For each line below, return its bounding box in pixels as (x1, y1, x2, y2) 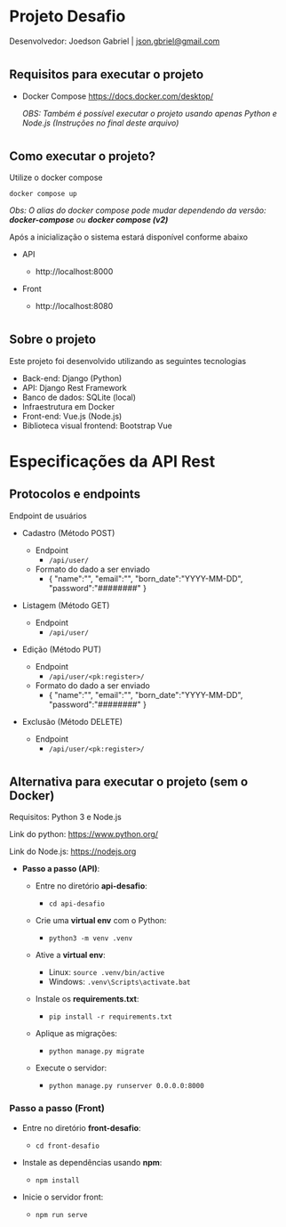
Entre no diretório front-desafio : (21, 1122, 141, 1133)
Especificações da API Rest (9, 451, 216, 471)
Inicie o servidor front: (21, 1191, 104, 1202)
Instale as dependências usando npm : (21, 1157, 163, 1167)
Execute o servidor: (35, 1062, 107, 1074)
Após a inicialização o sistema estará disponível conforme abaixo (9, 232, 249, 242)
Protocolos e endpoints (9, 487, 140, 502)
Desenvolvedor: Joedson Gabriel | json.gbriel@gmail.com (9, 36, 220, 46)
